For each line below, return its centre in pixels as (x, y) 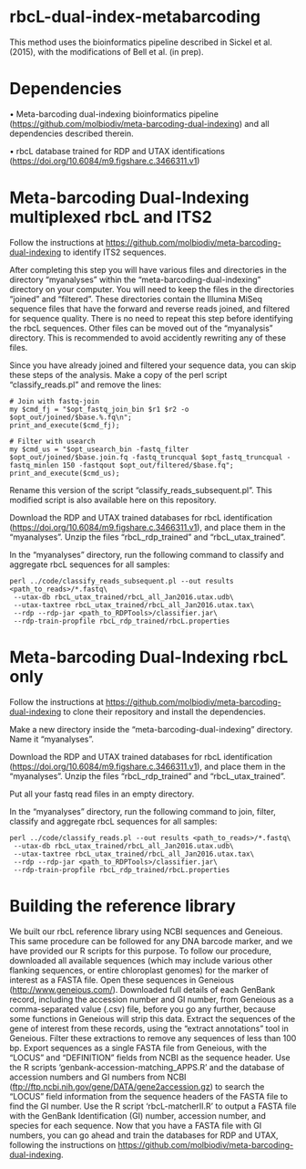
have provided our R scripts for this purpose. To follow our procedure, (140, 951)
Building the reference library (123, 906)
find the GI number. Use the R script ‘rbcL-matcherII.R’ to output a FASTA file (153, 1106)
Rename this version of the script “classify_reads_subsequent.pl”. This (141, 490)
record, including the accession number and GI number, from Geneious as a (152, 999)
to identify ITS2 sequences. (115, 252)
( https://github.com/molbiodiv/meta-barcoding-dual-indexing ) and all (140, 123)
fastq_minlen (34, 465)
